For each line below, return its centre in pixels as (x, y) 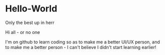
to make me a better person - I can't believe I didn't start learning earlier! (81, 47)
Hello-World (31, 9)
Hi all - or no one (23, 32)
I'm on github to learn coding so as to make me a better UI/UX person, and (82, 42)
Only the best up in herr (30, 22)
